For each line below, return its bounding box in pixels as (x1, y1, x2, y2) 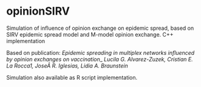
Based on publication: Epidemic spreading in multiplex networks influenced (6, 49, 195, 56)
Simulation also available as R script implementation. (6, 74, 138, 81)
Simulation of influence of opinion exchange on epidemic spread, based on (6, 24, 194, 32)
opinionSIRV (6, 4, 70, 18)
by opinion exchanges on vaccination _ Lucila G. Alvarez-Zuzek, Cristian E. (6, 55, 193, 63)
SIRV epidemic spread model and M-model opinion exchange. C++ (6, 30, 174, 38)
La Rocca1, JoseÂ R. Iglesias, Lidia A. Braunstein (6, 62, 129, 69)
